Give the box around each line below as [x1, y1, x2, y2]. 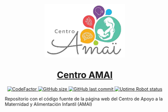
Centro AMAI [57, 69, 113, 81]
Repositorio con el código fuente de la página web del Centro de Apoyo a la [5, 95, 163, 102]
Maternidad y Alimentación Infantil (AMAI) [5, 101, 92, 107]
